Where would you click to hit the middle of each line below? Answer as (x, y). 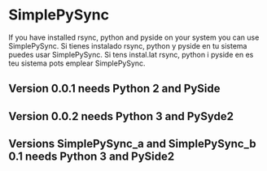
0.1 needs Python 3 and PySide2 (92, 157)
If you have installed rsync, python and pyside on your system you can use (134, 37)
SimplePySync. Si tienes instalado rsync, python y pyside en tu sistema (128, 45)
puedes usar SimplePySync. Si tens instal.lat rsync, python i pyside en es (131, 54)
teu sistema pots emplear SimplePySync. (77, 63)
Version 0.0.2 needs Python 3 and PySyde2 (121, 116)
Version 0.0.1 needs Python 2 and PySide (115, 89)
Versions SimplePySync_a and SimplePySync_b (132, 144)
